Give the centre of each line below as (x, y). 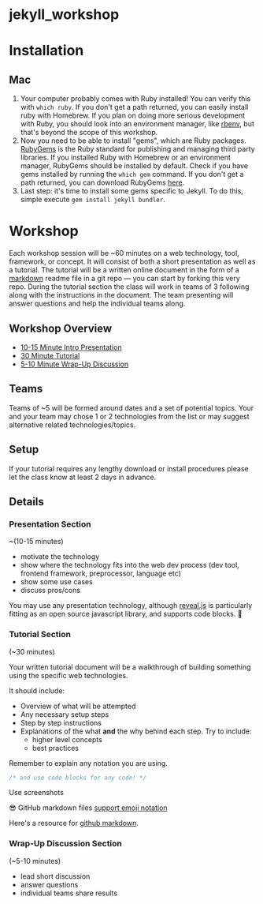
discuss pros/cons (50, 591)
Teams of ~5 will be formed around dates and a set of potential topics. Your (131, 407)
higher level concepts (67, 739)
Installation (46, 51)
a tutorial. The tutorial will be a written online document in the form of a (124, 270)
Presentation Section (50, 524)
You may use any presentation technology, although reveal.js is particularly (131, 606)
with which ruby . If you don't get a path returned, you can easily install (134, 107)
